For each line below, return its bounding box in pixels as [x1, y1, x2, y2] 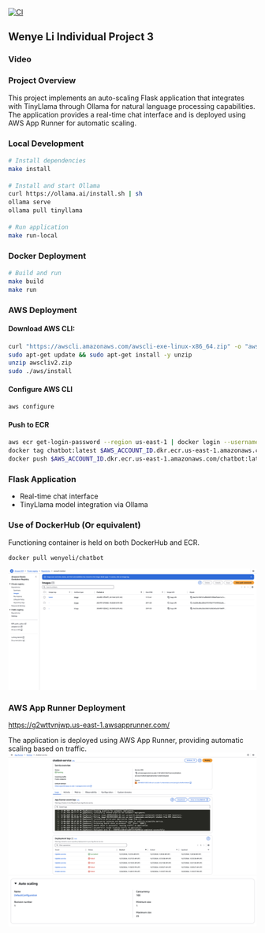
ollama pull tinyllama [8, 207, 83, 215]
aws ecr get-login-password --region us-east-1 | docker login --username [8, 439, 259, 446]
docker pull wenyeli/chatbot [8, 554, 104, 562]
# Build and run [8, 269, 62, 277]
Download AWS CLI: [8, 324, 76, 334]
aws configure [8, 403, 55, 411]
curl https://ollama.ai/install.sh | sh [8, 190, 144, 198]
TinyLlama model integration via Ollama [19, 500, 148, 509]
